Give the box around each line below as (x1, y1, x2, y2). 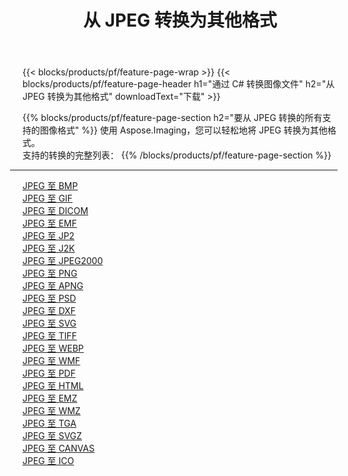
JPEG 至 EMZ (22, 392, 78, 405)
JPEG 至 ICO (22, 455, 75, 467)
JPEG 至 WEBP (22, 342, 84, 355)
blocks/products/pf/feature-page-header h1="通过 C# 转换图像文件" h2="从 (22, 78, 335, 90)
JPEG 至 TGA (22, 417, 77, 430)
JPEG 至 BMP (22, 180, 79, 192)
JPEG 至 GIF (22, 192, 74, 205)
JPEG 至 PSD (22, 292, 77, 305)
